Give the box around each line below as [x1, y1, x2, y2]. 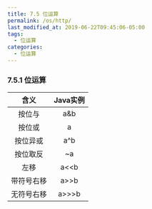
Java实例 [54, 96, 86, 106]
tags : [7, 30, 24, 38]
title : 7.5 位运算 [7, 10, 59, 18]
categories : [7, 44, 43, 51]
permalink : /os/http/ [7, 17, 72, 24]
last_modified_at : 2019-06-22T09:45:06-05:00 [7, 24, 145, 31]
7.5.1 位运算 [7, 75, 46, 85]
